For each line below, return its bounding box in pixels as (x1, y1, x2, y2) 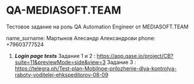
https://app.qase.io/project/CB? (96, 52, 173, 59)
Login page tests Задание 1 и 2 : (14, 52, 96, 59)
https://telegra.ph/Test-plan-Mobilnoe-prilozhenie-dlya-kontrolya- (14, 64, 177, 72)
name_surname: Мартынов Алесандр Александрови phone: (6, 34, 156, 41)
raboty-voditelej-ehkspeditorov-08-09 (14, 71, 108, 78)
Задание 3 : (106, 59, 137, 66)
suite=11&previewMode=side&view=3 (14, 59, 106, 66)
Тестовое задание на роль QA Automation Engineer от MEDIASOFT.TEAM (6, 23, 189, 30)
